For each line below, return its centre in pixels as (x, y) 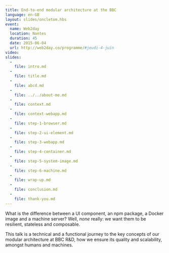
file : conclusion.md (36, 189)
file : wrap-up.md (33, 180)
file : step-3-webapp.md (39, 142)
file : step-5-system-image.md (46, 161)
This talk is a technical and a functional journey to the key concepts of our (82, 234)
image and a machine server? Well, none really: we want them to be (76, 218)
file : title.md (30, 76)
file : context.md (33, 105)
